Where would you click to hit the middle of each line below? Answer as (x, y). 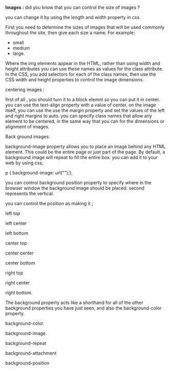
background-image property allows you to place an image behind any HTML (86, 146)
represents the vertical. (30, 193)
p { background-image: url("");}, (39, 173)
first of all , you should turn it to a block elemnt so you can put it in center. (83, 100)
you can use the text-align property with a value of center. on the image (81, 105)
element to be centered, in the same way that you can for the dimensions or (85, 121)
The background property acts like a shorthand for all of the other (75, 302)
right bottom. (19, 293)
